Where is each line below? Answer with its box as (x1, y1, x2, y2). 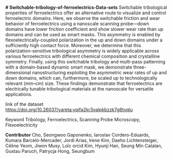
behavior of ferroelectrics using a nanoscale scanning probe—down (5, 20, 149, 27)
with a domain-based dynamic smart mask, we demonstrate (5, 64, 132, 70)
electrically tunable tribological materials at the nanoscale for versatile (5, 86, 154, 92)
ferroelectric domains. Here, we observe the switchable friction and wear (5, 15, 160, 21)
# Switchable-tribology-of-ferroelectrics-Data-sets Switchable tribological (5, 5, 167, 10)
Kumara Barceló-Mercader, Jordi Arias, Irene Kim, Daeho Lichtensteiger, (5, 138, 158, 143)
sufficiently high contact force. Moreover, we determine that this (5, 42, 141, 48)
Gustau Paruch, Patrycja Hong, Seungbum (5, 148, 95, 154)
